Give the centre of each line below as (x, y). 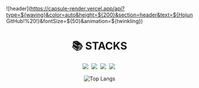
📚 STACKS (99, 46)
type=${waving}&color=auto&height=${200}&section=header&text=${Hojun (99, 15)
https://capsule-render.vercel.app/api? (78, 9)
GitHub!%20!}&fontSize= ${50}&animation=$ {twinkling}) (75, 21)
